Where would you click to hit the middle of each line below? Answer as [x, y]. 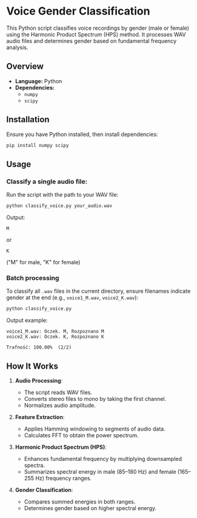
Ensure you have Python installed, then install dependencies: [82, 134]
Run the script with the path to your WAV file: [62, 195]
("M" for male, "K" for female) [43, 262]
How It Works [32, 366]
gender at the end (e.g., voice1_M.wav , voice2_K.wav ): [72, 298]
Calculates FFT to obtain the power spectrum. [81, 435]
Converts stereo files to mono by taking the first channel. [95, 398]
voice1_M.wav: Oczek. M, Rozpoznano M [55, 332]
